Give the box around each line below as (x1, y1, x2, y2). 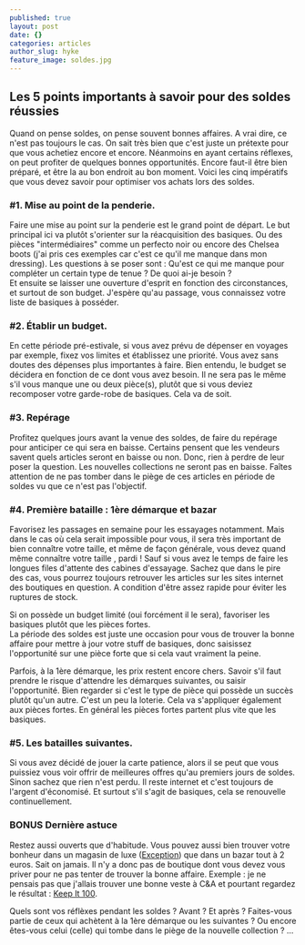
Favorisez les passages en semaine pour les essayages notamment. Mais (9, 524, 285, 534)
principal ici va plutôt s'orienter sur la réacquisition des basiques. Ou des (9, 229, 283, 240)
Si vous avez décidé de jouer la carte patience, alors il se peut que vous (9, 757, 280, 768)
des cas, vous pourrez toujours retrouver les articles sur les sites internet (9, 573, 284, 583)
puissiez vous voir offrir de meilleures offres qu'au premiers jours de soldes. (9, 767, 296, 778)
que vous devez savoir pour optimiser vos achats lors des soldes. (9, 176, 255, 187)
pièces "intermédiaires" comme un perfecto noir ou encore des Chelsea (9, 239, 280, 250)
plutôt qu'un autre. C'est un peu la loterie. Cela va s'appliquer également (9, 695, 282, 706)
